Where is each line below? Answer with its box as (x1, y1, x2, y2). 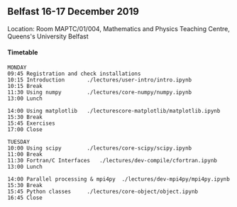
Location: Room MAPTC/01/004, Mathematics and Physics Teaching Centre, (7, 24, 231, 33)
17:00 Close (7, 126, 43, 133)
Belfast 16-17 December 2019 (7, 6, 140, 18)
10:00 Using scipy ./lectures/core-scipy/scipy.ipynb (7, 145, 192, 152)
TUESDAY (7, 138, 31, 146)
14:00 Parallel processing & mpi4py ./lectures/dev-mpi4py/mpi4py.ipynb (7, 176, 231, 183)
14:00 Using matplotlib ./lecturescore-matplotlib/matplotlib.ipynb (7, 108, 221, 115)
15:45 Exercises (7, 120, 55, 127)
